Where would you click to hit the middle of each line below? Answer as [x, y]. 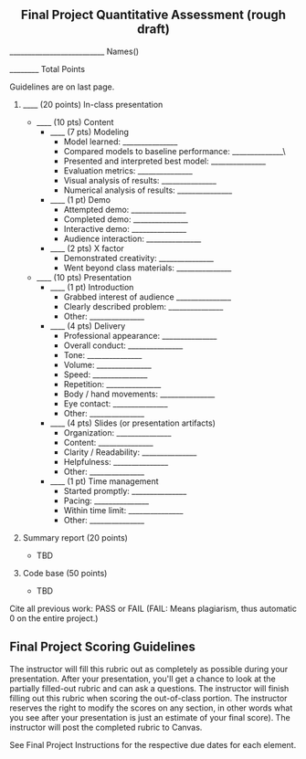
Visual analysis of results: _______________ [140, 180]
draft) [153, 30]
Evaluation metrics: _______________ [128, 170]
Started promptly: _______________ [125, 490]
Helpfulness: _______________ [116, 461]
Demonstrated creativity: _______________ [139, 258]
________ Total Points [47, 69]
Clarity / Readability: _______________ [130, 452]
